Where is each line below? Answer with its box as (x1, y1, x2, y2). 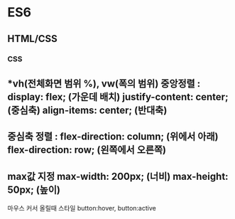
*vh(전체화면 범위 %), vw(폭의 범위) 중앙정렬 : (7, 78, 201, 90)
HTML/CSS (7, 33, 58, 45)
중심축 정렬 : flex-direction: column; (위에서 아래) (7, 131, 219, 143)
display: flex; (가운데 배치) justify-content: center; (7, 90, 229, 103)
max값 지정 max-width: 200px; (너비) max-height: (7, 170, 229, 182)
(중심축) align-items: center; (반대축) (7, 104, 168, 116)
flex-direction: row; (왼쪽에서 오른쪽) (7, 144, 167, 156)
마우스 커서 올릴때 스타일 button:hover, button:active (7, 204, 156, 213)
